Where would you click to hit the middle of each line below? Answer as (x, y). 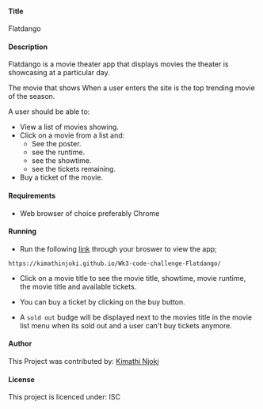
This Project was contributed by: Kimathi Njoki (84, 362)
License (22, 379)
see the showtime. (61, 161)
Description (28, 47)
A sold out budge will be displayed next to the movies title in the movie (136, 317)
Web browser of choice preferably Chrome (90, 213)
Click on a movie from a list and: (72, 135)
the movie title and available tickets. (78, 286)
